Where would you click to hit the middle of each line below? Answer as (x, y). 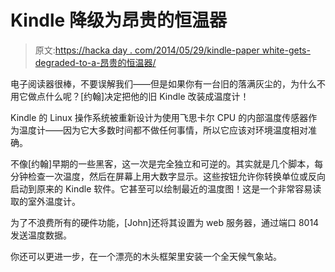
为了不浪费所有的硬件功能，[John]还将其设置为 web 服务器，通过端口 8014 (165, 222)
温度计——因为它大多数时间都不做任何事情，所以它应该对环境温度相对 (163, 130)
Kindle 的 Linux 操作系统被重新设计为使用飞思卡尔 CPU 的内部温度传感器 (159, 117)
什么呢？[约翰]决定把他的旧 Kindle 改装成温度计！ (147, 96)
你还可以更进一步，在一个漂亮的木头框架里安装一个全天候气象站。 (146, 256)
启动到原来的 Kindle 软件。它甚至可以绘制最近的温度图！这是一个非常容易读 (166, 188)
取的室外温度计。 (45, 201)
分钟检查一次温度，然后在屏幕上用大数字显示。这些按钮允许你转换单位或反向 (168, 176)
